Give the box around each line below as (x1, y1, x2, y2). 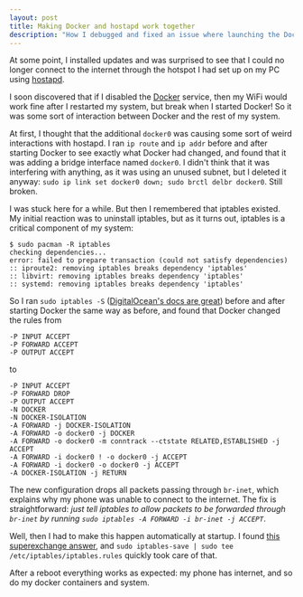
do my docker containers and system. (9, 577, 151, 588)
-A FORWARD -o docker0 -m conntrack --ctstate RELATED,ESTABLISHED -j (9, 437, 280, 446)
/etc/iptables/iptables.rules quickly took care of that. (9, 550, 218, 561)
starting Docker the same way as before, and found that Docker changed (9, 305, 281, 317)
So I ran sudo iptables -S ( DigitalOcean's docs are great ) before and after (9, 296, 286, 307)
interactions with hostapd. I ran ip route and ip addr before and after (9, 137, 268, 149)
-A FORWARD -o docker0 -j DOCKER (9, 429, 135, 439)
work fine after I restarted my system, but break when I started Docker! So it (9, 101, 292, 112)
